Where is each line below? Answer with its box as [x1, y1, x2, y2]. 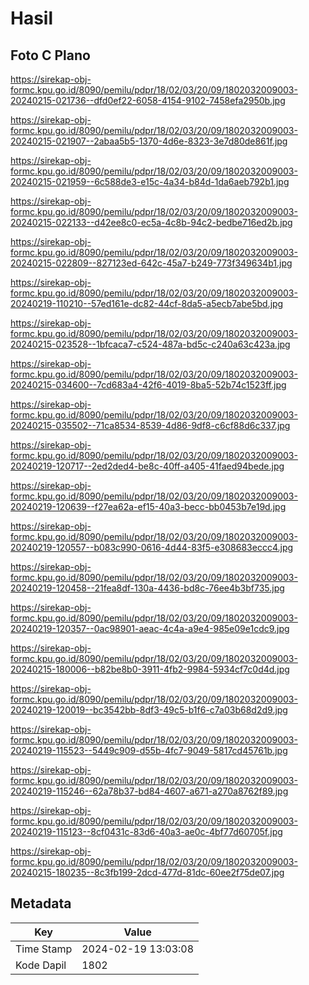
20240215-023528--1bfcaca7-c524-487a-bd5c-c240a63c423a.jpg [10, 338, 291, 350]
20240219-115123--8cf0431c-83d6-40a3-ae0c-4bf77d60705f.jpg [10, 826, 283, 837]
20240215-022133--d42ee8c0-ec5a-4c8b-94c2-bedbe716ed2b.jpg [10, 217, 293, 228]
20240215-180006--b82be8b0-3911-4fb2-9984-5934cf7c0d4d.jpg [10, 663, 290, 675]
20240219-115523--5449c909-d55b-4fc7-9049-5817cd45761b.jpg [10, 745, 288, 756]
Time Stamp [15, 942, 73, 956]
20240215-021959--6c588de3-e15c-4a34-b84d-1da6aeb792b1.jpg [10, 176, 290, 187]
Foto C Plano [10, 47, 91, 64]
